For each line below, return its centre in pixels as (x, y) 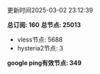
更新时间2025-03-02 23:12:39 (50, 10)
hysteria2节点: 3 (40, 48)
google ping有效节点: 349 (44, 63)
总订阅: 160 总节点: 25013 (44, 25)
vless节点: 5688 (40, 39)
